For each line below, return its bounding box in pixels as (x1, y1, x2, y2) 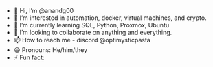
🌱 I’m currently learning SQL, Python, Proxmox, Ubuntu (13, 21, 170, 29)
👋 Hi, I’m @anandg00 (13, 7, 74, 14)
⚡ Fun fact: (13, 53, 45, 62)
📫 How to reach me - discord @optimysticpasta (13, 36, 151, 44)
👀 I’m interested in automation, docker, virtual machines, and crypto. (13, 14, 208, 22)
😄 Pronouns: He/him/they (13, 46, 88, 54)
